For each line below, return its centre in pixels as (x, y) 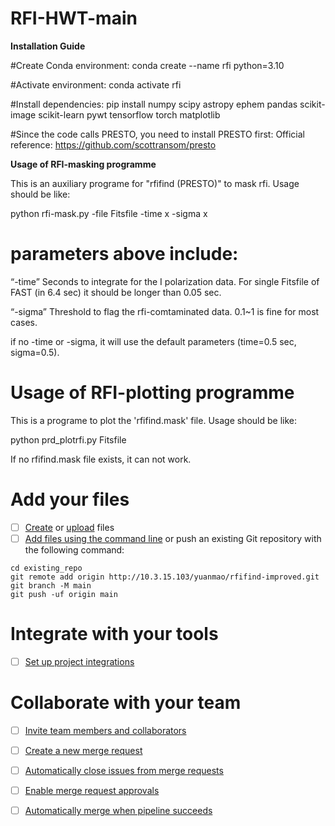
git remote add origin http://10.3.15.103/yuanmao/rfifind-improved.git (165, 577)
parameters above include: (124, 254)
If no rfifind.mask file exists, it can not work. (101, 459)
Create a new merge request (83, 750)
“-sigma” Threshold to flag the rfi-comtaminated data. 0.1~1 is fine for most (165, 311)
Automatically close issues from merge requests (124, 770)
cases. (24, 322)
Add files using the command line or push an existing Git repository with (173, 538)
